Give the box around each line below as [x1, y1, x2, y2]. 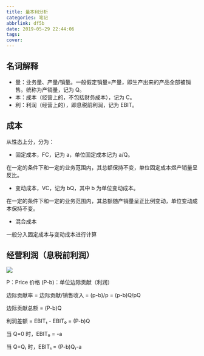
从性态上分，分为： [6, 138, 55, 145]
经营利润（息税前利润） [6, 250, 94, 261]
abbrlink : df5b [6, 20, 45, 26]
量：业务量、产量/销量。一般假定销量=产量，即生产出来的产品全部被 [15, 78, 186, 86]
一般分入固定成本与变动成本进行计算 [6, 230, 97, 238]
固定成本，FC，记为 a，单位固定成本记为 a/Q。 [15, 151, 134, 158]
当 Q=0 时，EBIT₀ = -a [6, 330, 63, 338]
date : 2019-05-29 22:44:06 [6, 26, 75, 32]
